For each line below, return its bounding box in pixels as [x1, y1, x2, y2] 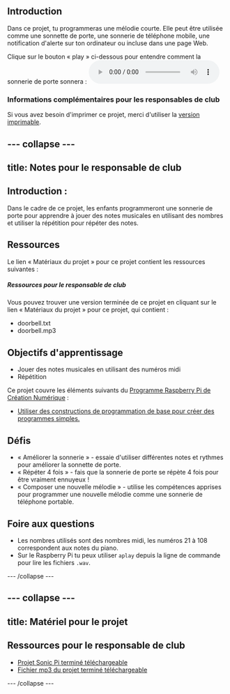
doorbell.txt [17, 319, 51, 327]
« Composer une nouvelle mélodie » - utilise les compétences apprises [17, 483, 222, 491]
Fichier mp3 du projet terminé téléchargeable [17, 665, 148, 674]
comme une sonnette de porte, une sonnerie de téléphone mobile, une [7, 31, 210, 40]
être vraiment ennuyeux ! [17, 475, 89, 484]
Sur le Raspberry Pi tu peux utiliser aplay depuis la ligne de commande [17, 550, 221, 560]
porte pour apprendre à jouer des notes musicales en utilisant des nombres [7, 211, 224, 219]
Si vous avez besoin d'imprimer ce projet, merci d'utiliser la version [7, 111, 200, 119]
